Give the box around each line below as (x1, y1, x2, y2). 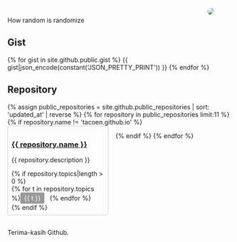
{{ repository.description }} (11, 155, 90, 164)
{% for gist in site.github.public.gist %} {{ (7, 56, 128, 64)
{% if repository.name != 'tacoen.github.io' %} (7, 117, 143, 126)
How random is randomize (7, 16, 85, 24)
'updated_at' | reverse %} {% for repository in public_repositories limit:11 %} (7, 110, 230, 119)
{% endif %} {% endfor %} (115, 131, 194, 140)
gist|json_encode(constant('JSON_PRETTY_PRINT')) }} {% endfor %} (7, 63, 210, 71)
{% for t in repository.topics (11, 184, 95, 193)
